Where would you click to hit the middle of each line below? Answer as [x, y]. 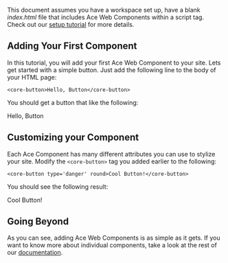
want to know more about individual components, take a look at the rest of [112, 245]
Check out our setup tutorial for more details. [71, 24]
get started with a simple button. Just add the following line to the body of [112, 70]
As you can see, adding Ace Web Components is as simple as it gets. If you [114, 238]
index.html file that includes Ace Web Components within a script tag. [106, 17]
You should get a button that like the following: [73, 102]
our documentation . [35, 253]
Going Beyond [38, 221]
